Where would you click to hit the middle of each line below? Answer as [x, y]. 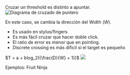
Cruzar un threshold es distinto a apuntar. [48, 7]
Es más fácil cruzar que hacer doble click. [55, 37]
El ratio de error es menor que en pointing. [56, 42]
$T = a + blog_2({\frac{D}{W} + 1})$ [42, 58]
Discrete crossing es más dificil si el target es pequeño [69, 47]
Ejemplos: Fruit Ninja [26, 67]
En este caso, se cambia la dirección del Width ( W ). [58, 22]
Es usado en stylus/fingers [40, 32]
